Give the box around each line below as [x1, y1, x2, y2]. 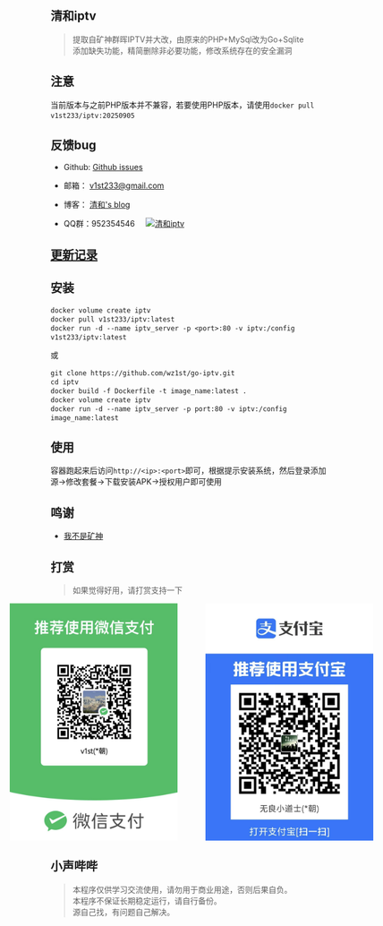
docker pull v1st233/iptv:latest [50, 314, 175, 324]
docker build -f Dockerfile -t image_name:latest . [50, 386, 247, 396]
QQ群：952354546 [63, 219, 135, 229]
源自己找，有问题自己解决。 [72, 906, 175, 917]
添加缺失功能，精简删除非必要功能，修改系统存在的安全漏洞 [72, 45, 293, 56]
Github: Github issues [63, 162, 143, 173]
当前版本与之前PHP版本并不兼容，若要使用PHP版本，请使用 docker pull [50, 99, 315, 110]
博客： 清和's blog [63, 200, 131, 210]
